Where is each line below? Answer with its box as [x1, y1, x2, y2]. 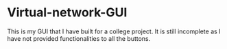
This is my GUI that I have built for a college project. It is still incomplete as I [7, 27, 221, 35]
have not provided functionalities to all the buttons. [7, 34, 151, 42]
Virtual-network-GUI [7, 5, 128, 20]
